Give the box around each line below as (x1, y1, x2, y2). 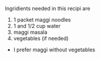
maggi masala (13, 29, 48, 36)
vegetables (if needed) (13, 35, 69, 41)
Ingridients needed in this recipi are (5, 5, 91, 12)
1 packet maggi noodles (13, 16, 71, 23)
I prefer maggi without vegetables (13, 46, 96, 53)
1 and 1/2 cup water (13, 23, 61, 29)
